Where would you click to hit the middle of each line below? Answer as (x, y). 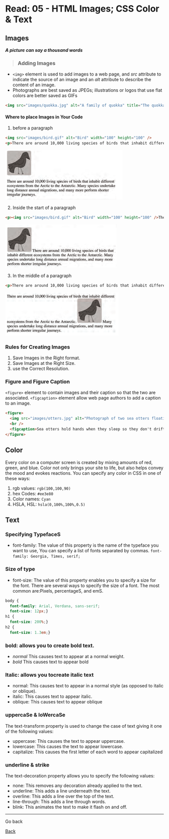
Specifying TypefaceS (33, 534)
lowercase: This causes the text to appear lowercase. (68, 746)
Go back (14, 821)
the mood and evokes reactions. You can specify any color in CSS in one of (83, 473)
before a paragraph (32, 128)
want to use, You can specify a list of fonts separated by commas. (81, 551)
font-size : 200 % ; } (29, 622)
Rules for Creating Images (38, 347)
